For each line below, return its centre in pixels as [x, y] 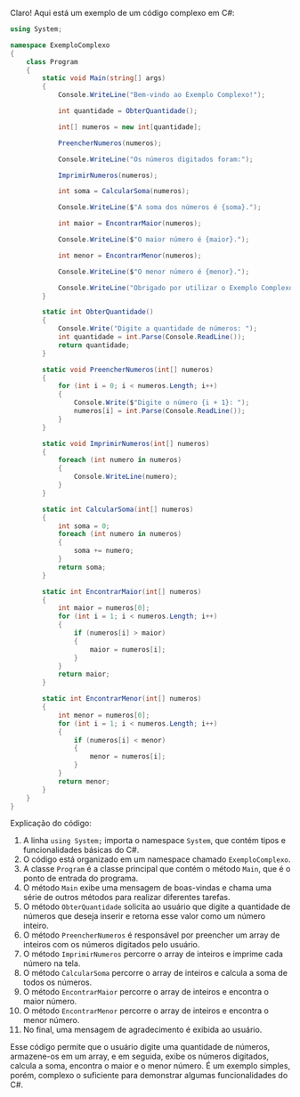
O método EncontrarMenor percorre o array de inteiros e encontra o [146, 1011]
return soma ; [81, 567]
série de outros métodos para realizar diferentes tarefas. [126, 898]
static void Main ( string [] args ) [104, 78]
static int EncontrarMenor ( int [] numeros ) [122, 699]
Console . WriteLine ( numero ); [126, 477]
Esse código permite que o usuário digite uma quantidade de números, [140, 1047]
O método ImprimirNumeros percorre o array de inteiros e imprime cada [153, 954]
